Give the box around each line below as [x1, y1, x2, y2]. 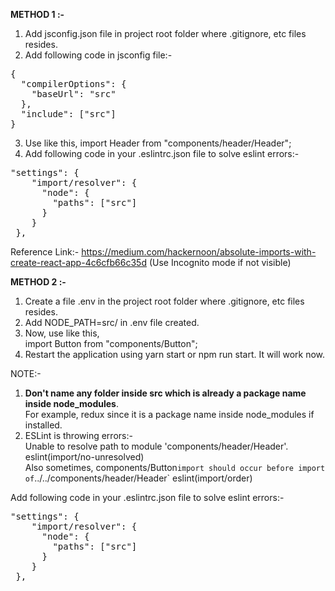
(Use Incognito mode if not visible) [148, 257, 292, 268]
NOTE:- [10, 368, 42, 379]
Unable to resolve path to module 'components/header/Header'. [24, 440, 289, 452]
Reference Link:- [10, 246, 80, 258]
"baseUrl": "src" [31, 89, 117, 99]
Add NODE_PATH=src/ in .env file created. [24, 317, 200, 328]
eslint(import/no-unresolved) [24, 451, 145, 463]
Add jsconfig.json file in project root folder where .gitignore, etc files [24, 28, 307, 39]
